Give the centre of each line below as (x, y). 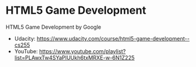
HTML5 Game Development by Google (54, 27)
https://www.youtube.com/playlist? (83, 51)
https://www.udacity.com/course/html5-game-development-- (113, 38)
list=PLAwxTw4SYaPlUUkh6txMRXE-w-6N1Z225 (74, 57)
